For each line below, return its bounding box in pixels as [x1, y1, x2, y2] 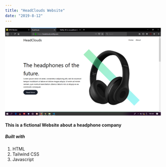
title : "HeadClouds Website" [5, 8, 65, 13]
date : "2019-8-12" [5, 13, 43, 18]
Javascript [12, 157, 34, 163]
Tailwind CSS [12, 151, 40, 157]
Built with [5, 133, 25, 139]
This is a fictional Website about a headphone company [5, 122, 122, 128]
